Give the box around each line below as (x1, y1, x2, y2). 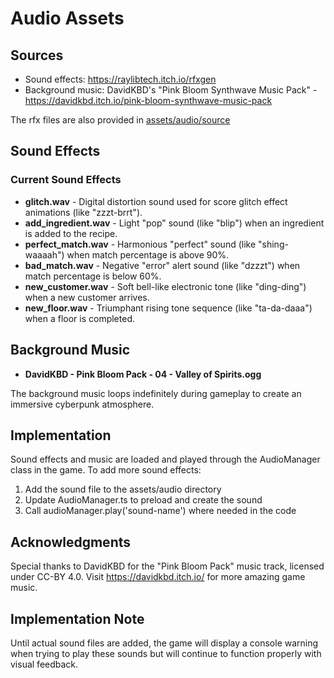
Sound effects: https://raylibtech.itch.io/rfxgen (24, 73, 217, 85)
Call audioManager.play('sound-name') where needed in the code (24, 505, 297, 517)
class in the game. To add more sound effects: (10, 464, 202, 476)
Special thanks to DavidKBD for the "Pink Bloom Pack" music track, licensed (10, 560, 325, 572)
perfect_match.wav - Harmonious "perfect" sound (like (24, 238, 257, 250)
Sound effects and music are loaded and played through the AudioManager (10, 453, 321, 466)
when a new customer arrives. (24, 291, 150, 303)
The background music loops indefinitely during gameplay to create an (10, 387, 302, 399)
